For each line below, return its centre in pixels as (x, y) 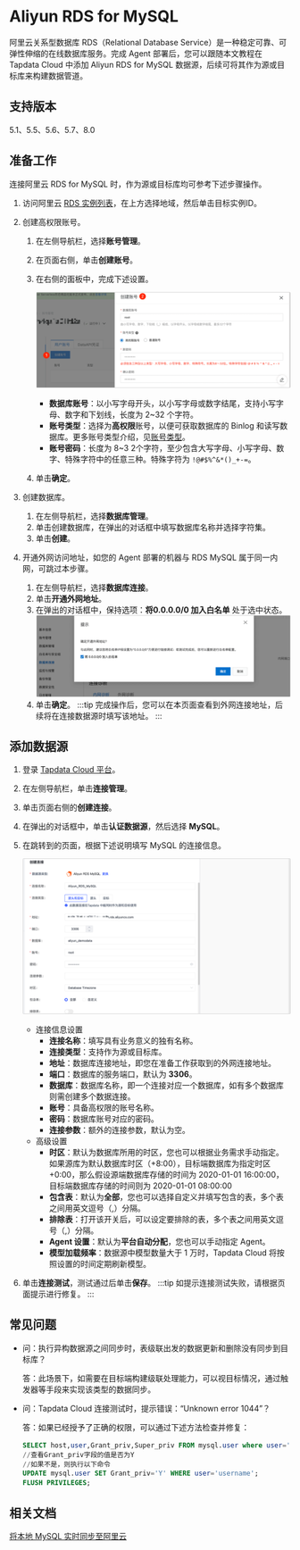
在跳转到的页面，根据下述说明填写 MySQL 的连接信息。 (124, 846)
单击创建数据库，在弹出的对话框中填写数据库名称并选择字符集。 (153, 527)
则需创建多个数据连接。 (92, 1096)
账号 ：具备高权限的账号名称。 (104, 1108)
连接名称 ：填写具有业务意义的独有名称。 (123, 1041)
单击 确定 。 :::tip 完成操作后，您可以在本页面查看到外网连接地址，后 (159, 704)
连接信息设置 (59, 1029)
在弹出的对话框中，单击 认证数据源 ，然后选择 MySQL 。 (123, 827)
